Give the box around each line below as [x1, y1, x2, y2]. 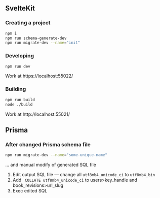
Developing [5, 52, 34, 59]
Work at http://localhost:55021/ [5, 111, 70, 117]
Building [5, 86, 26, 93]
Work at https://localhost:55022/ [5, 73, 73, 79]
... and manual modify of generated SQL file [5, 162, 96, 168]
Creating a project [5, 19, 51, 26]
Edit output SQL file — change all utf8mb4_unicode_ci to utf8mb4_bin [12, 172, 155, 178]
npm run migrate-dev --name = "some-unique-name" [5, 152, 108, 158]
